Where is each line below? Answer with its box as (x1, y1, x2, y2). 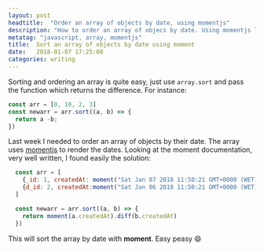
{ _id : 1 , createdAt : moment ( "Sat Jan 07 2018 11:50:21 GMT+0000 (22, 176, 237, 184)
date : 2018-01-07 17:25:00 (8, 48, 104, 56)
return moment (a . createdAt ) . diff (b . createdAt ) (22, 212, 178, 220)
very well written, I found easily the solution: (8, 153, 152, 163)
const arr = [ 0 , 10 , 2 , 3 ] (8, 100, 97, 109)
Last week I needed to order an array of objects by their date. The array (8, 137, 240, 146)
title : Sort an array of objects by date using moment (8, 41, 195, 49)
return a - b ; (15, 115, 58, 123)
